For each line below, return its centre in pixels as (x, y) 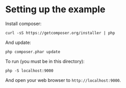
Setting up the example (55, 9)
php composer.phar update (33, 52)
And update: (18, 42)
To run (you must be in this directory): (45, 61)
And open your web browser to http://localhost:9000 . (63, 80)
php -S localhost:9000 (29, 71)
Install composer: (23, 24)
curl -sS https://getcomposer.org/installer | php (60, 33)
